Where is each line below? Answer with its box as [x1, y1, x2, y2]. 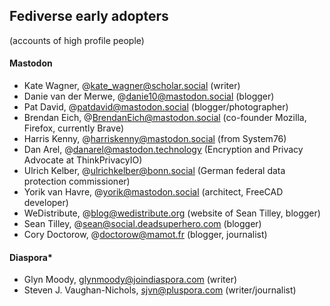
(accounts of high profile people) [9, 34, 145, 46]
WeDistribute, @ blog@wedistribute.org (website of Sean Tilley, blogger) [23, 207, 321, 219]
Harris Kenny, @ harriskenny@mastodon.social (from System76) [23, 133, 287, 145]
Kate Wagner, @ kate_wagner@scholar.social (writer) [23, 80, 241, 92]
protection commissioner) [23, 175, 131, 188]
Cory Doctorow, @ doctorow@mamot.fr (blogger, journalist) [23, 229, 268, 241]
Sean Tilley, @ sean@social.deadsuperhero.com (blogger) [23, 218, 262, 230]
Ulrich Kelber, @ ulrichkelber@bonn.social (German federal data [23, 165, 286, 177]
